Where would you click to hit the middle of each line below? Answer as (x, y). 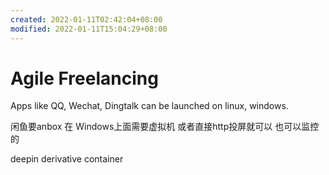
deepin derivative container (67, 159)
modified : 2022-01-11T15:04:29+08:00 (89, 29)
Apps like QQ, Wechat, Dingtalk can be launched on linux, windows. (149, 106)
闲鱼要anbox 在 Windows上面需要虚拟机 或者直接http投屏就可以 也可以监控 (165, 127)
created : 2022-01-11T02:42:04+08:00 (86, 19)
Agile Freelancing (84, 78)
